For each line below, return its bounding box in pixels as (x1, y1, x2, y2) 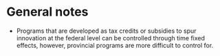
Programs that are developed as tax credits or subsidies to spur (16, 27, 197, 35)
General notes (6, 4, 89, 20)
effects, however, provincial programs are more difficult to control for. (16, 41, 214, 49)
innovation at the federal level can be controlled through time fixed (16, 33, 206, 42)
